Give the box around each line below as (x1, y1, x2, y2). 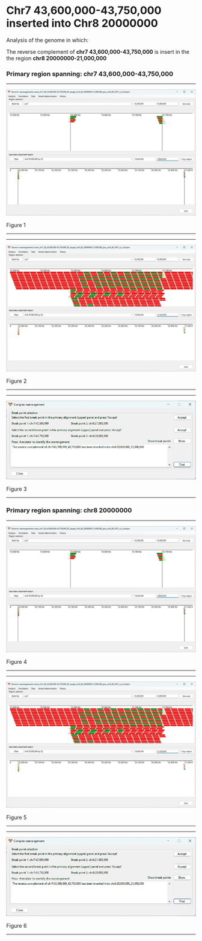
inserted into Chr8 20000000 (6, 16, 158, 30)
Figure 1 (6, 222, 26, 229)
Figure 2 (6, 377, 27, 384)
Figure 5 (6, 814, 27, 821)
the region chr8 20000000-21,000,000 (6, 54, 107, 62)
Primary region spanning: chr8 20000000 (6, 506, 132, 515)
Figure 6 (6, 922, 27, 929)
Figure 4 (6, 658, 27, 665)
